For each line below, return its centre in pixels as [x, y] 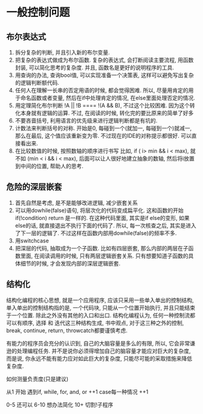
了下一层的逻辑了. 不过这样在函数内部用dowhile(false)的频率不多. [96, 233]
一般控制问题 [38, 12]
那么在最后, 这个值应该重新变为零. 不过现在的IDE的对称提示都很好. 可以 [103, 136]
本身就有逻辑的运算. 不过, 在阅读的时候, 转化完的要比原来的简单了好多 [107, 113]
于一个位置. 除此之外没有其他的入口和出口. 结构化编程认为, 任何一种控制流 [98, 315]
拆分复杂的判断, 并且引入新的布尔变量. [62, 52]
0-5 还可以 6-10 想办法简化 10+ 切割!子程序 [60, 404]
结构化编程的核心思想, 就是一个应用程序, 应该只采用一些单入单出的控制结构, [100, 300]
